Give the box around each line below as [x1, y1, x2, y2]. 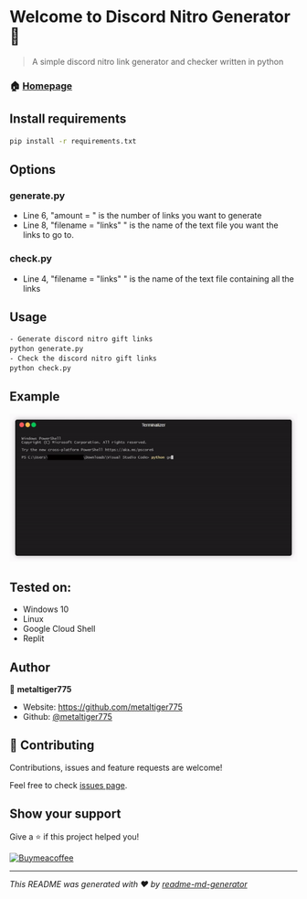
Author [9, 659, 50, 675]
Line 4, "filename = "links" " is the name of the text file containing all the [22, 273, 294, 284]
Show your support [9, 807, 122, 822]
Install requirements [9, 112, 127, 127]
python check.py [9, 363, 71, 372]
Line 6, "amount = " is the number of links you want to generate [22, 210, 262, 221]
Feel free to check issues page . [9, 779, 128, 790]
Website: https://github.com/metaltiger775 [22, 701, 183, 712]
